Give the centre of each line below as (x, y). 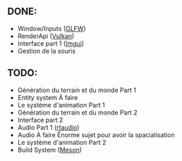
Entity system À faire (48, 97)
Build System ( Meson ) (50, 150)
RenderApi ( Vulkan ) (46, 36)
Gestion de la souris (47, 51)
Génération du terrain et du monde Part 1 (77, 90)
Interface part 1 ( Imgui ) (51, 43)
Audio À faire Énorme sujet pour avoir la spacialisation (96, 135)
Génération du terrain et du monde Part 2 (77, 112)
